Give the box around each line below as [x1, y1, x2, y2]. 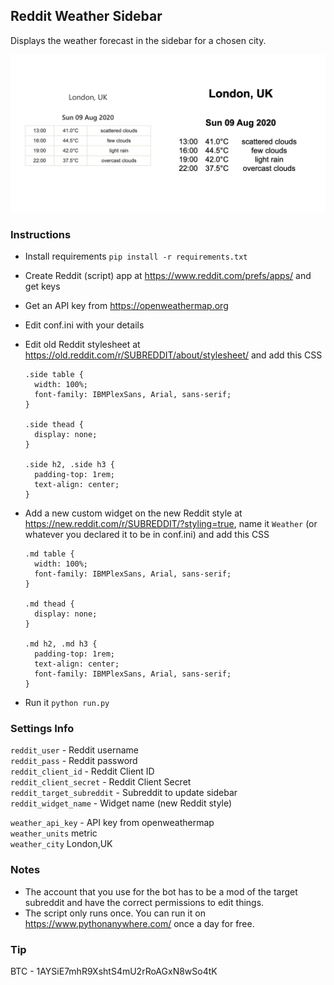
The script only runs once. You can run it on [24, 907, 206, 919]
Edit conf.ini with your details [24, 319, 145, 331]
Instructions [10, 227, 72, 241]
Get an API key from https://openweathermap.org [24, 300, 229, 312]
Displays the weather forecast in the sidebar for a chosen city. [10, 34, 267, 46]
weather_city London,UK [10, 838, 113, 850]
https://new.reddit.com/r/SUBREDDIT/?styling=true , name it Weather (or [24, 518, 318, 530]
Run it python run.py [24, 697, 110, 709]
